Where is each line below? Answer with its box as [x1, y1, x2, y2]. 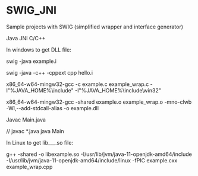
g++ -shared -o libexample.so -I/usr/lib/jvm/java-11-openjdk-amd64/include [6, 151, 192, 158]
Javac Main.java [6, 116, 46, 123]
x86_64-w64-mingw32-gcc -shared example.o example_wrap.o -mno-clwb [6, 98, 192, 105]
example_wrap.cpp [6, 163, 53, 170]
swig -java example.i [6, 57, 57, 65]
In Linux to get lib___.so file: [6, 139, 73, 146]
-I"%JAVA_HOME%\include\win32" [75, 87, 162, 94]
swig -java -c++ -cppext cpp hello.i [6, 69, 93, 76]
